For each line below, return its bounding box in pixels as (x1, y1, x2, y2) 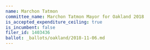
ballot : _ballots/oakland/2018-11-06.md (5, 35, 106, 41)
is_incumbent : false (5, 24, 56, 30)
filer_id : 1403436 (5, 30, 50, 36)
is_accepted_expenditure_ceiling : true (5, 19, 103, 25)
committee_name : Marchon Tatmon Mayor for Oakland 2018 (5, 14, 144, 20)
